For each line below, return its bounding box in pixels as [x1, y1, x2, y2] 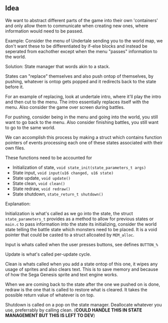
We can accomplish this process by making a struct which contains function [5, 134, 162, 140]
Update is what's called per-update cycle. [5, 251, 91, 257]
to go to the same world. [5, 124, 56, 130]
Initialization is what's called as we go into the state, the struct [5, 210, 133, 216]
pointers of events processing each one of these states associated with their [5, 139, 163, 145]
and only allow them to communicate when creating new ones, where [5, 23, 148, 29]
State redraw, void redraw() [12, 186, 71, 192]
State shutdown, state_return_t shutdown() [12, 191, 103, 197]
